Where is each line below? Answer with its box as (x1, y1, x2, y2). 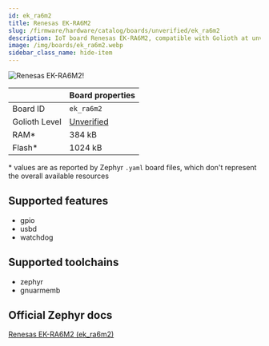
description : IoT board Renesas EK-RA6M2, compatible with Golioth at (8, 34, 249, 42)
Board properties (69, 89, 136, 101)
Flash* (12, 142, 38, 153)
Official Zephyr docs (8, 308, 113, 322)
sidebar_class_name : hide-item (8, 49, 113, 57)
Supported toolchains (8, 256, 119, 269)
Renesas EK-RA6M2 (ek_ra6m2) (8, 329, 114, 340)
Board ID (12, 103, 46, 114)
